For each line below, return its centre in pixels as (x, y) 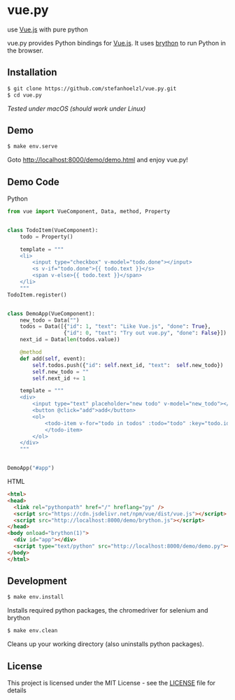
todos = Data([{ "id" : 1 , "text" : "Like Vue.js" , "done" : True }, (115, 327)
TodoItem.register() (37, 295)
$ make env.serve (33, 147)
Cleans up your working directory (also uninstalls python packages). (106, 644)
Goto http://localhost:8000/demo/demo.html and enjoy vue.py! (98, 160)
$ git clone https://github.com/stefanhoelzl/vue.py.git (92, 88)
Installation (32, 72)
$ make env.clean (33, 631)
